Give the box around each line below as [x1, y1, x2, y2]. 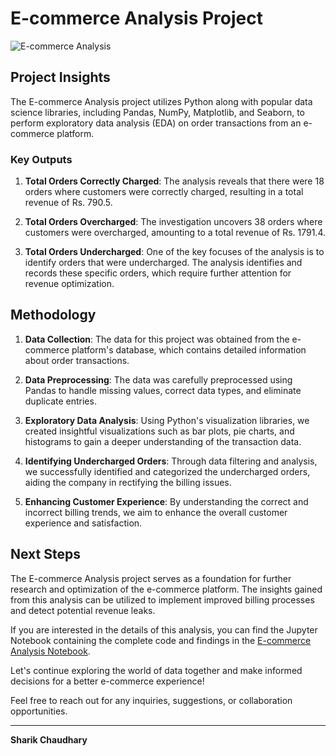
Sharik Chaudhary [10, 733, 88, 746]
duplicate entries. [24, 395, 97, 407]
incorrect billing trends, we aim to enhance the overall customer [24, 506, 288, 518]
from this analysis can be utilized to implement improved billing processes [10, 593, 315, 606]
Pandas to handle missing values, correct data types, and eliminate [24, 384, 302, 396]
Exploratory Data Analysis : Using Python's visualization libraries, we [24, 414, 310, 426]
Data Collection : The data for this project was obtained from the [24, 333, 290, 345]
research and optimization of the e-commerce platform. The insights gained [10, 583, 323, 595]
